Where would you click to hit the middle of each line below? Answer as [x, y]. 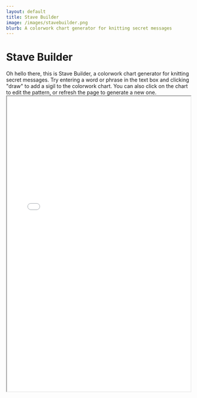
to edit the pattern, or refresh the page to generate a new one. [81, 93]
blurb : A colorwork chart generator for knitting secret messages [89, 28]
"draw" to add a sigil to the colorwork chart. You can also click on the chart [97, 86]
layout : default [26, 12]
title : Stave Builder [33, 17]
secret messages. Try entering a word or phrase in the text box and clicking [98, 80]
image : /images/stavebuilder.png [47, 22]
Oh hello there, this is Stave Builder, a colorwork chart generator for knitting [98, 74]
